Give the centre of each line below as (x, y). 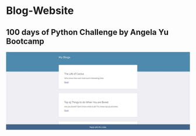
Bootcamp (25, 41)
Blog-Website (40, 11)
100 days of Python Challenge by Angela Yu (87, 32)
